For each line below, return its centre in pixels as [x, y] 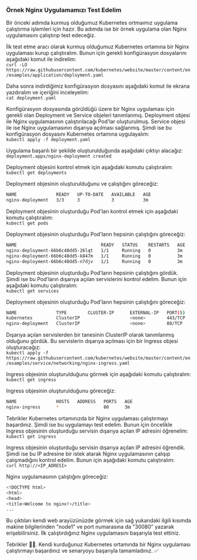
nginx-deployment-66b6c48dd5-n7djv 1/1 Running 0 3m [94, 261]
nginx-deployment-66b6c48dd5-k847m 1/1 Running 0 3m [94, 256]
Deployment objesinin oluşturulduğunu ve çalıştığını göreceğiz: [82, 184]
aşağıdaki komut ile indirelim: [41, 60]
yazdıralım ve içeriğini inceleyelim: [48, 93]
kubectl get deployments [36, 173]
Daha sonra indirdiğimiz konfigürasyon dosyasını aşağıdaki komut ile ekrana [98, 86]
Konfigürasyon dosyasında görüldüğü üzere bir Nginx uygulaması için [90, 109]
